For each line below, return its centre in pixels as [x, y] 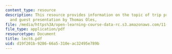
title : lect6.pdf [24, 39]
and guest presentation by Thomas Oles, [53, 20]
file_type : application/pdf [35, 29]
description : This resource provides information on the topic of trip [83, 15]
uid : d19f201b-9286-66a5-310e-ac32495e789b [52, 44]
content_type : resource [31, 10]
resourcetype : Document [31, 34]
